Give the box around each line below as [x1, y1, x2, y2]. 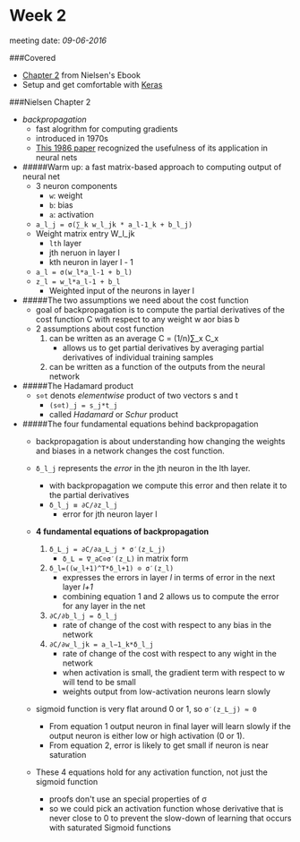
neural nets [35, 151, 78, 162]
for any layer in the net [62, 600, 146, 611]
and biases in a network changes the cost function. [35, 445, 226, 456]
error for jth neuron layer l [62, 508, 158, 520]
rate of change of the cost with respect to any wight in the [62, 648, 278, 658]
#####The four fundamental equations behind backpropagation [21, 418, 259, 429]
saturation [48, 749, 87, 760]
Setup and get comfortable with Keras [21, 79, 163, 90]
